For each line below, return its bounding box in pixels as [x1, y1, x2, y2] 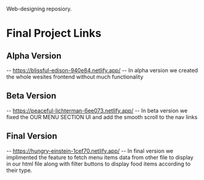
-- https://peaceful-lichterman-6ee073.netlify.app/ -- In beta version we [6, 106, 188, 114]
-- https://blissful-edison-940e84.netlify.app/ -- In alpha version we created [6, 67, 199, 74]
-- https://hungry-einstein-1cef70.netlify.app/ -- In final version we [6, 147, 174, 154]
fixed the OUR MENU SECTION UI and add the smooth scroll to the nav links [6, 113, 198, 120]
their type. [6, 167, 32, 174]
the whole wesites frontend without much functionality [6, 73, 144, 80]
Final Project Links [6, 27, 102, 40]
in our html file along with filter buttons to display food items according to [6, 160, 191, 167]
